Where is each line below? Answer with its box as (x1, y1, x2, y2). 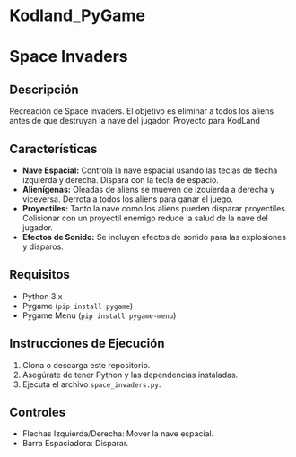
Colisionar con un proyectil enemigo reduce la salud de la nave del (22, 212, 269, 223)
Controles (9, 405, 66, 420)
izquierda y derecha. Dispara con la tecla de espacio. (22, 175, 220, 185)
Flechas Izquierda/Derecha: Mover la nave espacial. (22, 428, 214, 439)
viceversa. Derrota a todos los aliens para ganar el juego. (22, 194, 234, 204)
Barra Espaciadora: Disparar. (22, 438, 129, 449)
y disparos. (22, 241, 65, 252)
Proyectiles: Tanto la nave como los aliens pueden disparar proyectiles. (22, 203, 288, 213)
